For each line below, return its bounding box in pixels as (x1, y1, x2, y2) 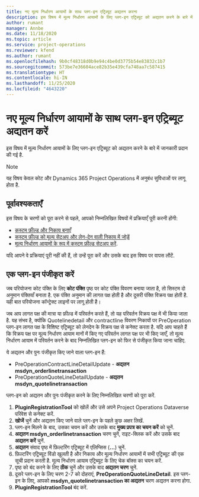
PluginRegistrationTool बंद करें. (14, 484, 88, 491)
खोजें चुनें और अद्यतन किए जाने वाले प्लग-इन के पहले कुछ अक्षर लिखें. (14, 417, 145, 425)
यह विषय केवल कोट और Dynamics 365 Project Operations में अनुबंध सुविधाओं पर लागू (6, 175, 185, 182)
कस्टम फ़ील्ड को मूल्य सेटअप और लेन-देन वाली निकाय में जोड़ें (14, 233, 130, 240)
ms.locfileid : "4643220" (6, 86, 68, 92)
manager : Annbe (6, 25, 44, 31)
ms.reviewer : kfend (6, 48, 54, 53)
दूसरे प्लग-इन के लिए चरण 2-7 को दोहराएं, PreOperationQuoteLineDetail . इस (14, 470, 179, 478)
